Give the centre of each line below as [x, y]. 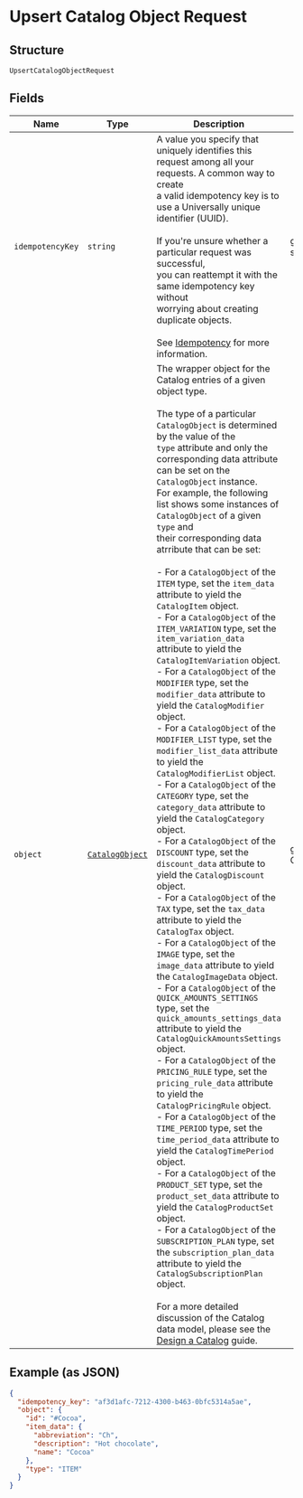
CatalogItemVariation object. [219, 660]
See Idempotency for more [213, 343]
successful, [181, 263]
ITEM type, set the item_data [216, 583]
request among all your [205, 162]
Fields [27, 98]
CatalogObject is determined [217, 425]
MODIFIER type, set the [203, 683]
